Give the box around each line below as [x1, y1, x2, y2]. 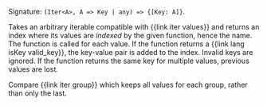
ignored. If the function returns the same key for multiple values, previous [8, 56, 249, 65]
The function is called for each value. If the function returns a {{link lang [8, 39, 245, 49]
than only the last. [8, 88, 68, 98]
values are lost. [8, 65, 58, 74]
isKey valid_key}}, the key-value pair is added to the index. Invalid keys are [8, 48, 253, 57]
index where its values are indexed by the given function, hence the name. [8, 31, 253, 40]
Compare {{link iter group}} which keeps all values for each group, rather [8, 80, 249, 89]
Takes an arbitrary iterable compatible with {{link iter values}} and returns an [8, 22, 260, 31]
